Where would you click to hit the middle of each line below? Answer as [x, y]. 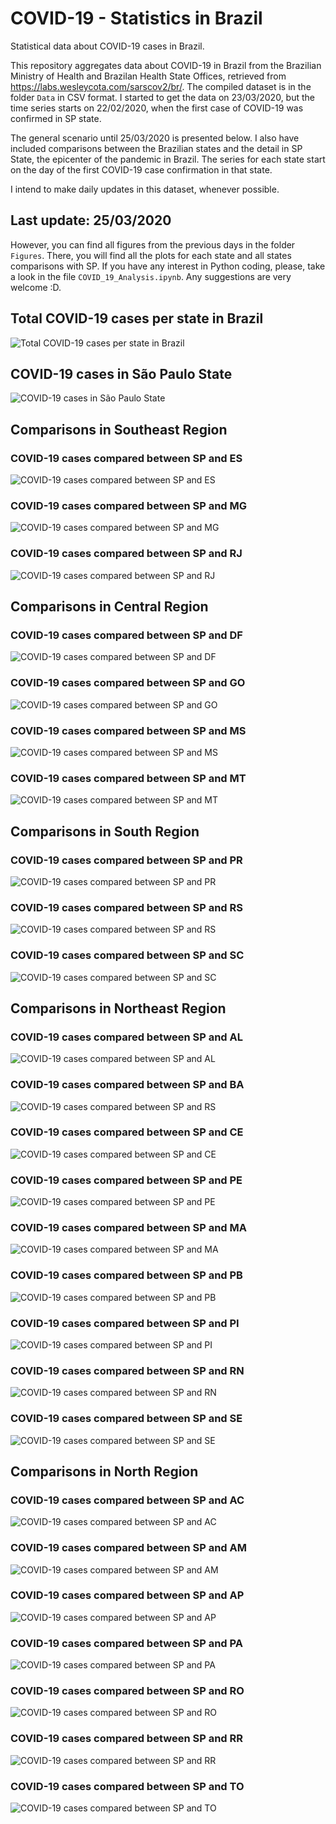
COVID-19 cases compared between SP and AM [128, 1548]
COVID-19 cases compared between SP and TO [127, 1786]
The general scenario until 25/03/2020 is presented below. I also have [155, 138]
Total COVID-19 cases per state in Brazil [137, 318]
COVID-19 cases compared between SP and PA [126, 1643]
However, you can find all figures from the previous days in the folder [153, 244]
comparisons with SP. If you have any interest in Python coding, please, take [168, 266]
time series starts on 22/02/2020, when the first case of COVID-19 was [157, 108]
